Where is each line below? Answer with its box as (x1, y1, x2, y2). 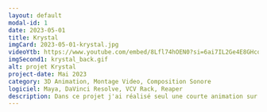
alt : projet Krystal (8, 63, 77, 71)
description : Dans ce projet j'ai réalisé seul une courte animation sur (8, 92, 258, 100)
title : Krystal (8, 33, 59, 42)
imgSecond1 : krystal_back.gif (8, 56, 109, 64)
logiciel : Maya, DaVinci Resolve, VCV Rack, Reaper (8, 84, 183, 93)
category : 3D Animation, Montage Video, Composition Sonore (8, 77, 212, 85)
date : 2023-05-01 (8, 26, 66, 34)
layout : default (8, 11, 62, 20)
